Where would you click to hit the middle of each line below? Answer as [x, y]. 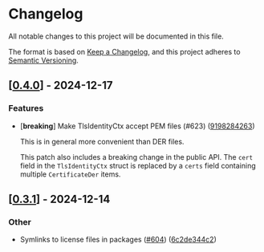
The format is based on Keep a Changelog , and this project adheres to [124, 51]
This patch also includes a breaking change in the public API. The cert [136, 156]
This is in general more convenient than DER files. [102, 141]
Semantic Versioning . [43, 60]
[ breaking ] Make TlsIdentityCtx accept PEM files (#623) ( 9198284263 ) [137, 126]
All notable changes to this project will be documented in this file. [116, 36]
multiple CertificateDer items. [70, 174]
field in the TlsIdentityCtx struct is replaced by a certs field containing [138, 165]
